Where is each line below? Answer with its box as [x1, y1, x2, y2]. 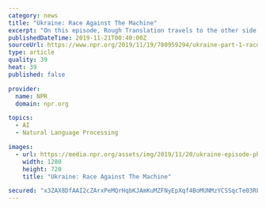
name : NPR [15, 92, 47, 100]
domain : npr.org [15, 100, 69, 108]
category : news [8, 11, 59, 20]
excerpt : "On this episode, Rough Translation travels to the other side [8, 26, 257, 34]
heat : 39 [8, 63, 37, 71]
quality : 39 [8, 56, 47, 64]
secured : [8, 187, 37, 195]
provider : [8, 85, 41, 93]
